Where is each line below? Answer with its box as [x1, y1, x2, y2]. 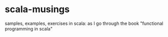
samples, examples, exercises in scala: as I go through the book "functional [5, 20, 164, 26]
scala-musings [5, 4, 70, 15]
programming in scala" [5, 25, 53, 31]
